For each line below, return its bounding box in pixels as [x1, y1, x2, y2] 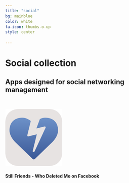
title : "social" [5, 8, 39, 13]
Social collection [5, 57, 77, 69]
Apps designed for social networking [5, 78, 125, 86]
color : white [5, 19, 33, 24]
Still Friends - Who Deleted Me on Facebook [5, 173, 100, 179]
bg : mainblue [5, 13, 33, 19]
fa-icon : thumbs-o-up [5, 24, 51, 29]
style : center [5, 29, 35, 35]
